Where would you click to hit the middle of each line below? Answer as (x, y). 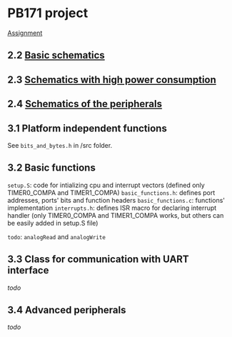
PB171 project (48, 13)
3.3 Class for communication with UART (98, 260)
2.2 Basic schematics (56, 55)
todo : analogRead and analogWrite (56, 236)
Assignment (25, 33)
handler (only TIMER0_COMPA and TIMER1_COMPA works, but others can (116, 215)
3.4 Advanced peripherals (67, 310)
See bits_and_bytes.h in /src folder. (60, 145)
